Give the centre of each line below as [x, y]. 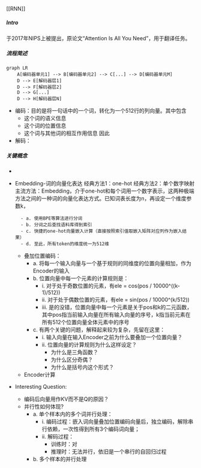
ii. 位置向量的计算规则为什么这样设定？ [89, 344]
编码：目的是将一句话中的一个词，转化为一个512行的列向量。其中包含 [101, 110]
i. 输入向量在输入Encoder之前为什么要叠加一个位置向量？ [112, 337]
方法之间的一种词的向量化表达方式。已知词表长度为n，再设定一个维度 [101, 198]
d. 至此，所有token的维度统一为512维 [67, 244]
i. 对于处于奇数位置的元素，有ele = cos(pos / [97, 286]
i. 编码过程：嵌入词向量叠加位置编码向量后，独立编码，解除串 [118, 421]
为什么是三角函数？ [74, 352]
